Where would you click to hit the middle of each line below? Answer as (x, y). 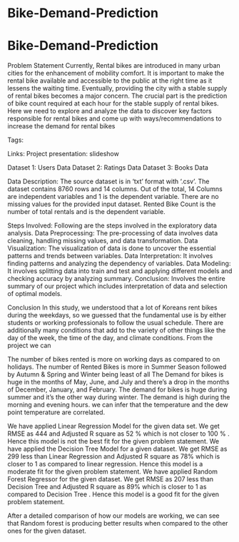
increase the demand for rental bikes (61, 126)
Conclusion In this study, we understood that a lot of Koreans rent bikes (112, 307)
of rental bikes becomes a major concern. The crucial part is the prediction (117, 96)
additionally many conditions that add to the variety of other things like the (117, 330)
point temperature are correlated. (56, 412)
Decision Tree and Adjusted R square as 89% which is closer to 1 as (107, 487)
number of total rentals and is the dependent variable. (86, 212)
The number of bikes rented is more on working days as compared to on (114, 359)
